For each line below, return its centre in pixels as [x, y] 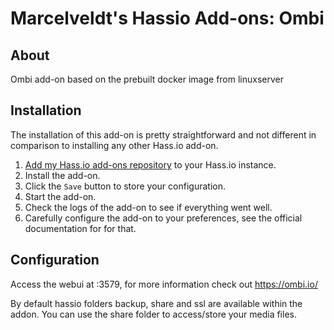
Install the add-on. [62, 175]
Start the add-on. [60, 196]
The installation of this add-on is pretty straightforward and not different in [163, 134]
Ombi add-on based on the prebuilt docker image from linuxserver [147, 79]
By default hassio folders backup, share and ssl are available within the [156, 303]
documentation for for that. [80, 228]
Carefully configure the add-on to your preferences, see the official [163, 218]
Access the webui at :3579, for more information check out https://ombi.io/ [164, 284]
